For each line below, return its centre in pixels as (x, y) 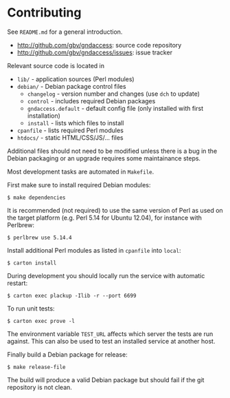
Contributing (44, 13)
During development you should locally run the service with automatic (106, 275)
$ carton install (32, 263)
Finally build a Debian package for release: (68, 354)
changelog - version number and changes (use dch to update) (114, 94)
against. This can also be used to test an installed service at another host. (111, 341)
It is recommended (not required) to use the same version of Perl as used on (115, 210)
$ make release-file (37, 367)
